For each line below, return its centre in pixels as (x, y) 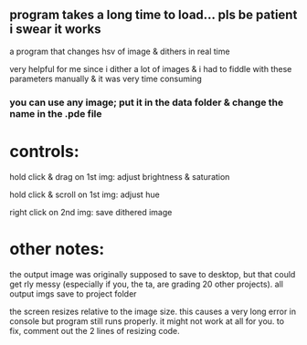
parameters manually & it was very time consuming (106, 78)
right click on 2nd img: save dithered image (91, 212)
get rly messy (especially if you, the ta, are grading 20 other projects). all (146, 284)
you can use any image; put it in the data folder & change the (147, 102)
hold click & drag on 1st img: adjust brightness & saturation (120, 176)
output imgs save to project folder (73, 293)
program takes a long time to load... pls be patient (153, 15)
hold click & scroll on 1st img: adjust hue (85, 194)
